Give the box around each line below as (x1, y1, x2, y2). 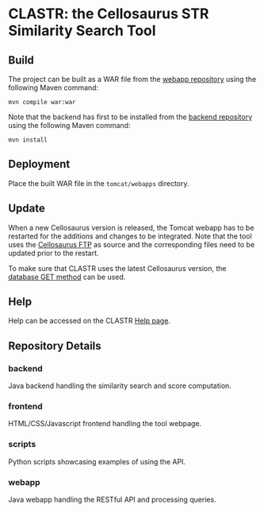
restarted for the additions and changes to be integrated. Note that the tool (8, 231, 252, 241)
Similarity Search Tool (8, 21, 156, 40)
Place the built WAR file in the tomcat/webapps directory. (8, 178, 189, 188)
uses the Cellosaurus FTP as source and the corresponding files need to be (8, 239, 255, 249)
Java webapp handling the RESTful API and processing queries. (8, 495, 216, 505)
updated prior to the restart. (8, 248, 99, 258)
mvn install (8, 136, 48, 144)
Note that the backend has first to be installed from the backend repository (8, 112, 253, 122)
